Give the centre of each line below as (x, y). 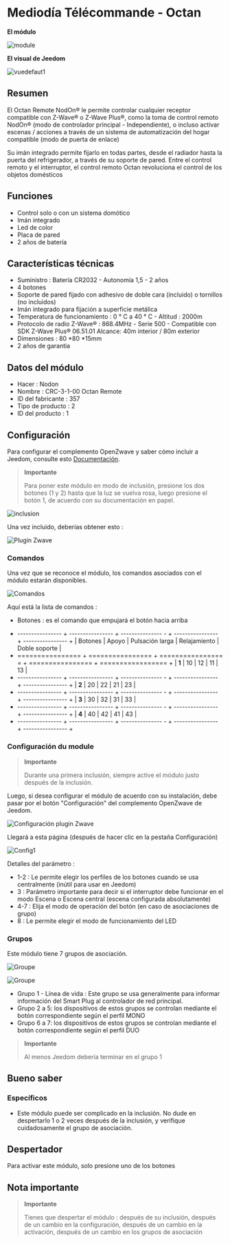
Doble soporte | (39, 648)
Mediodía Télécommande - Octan (104, 13)
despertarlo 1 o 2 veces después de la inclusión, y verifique (101, 1120)
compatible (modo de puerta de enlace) (64, 139)
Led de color (35, 227)
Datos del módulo (45, 367)
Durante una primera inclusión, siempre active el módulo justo (112, 775)
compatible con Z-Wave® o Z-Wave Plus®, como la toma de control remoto (113, 117)
